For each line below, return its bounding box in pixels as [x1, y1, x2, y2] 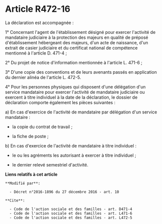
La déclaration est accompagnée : [5, 20, 74, 26]
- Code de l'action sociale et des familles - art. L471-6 [9, 211, 133, 216]
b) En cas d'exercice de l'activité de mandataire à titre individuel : [5, 142, 137, 148]
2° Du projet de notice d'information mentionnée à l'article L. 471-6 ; [5, 59, 143, 65]
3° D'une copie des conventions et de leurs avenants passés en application [5, 69, 157, 75]
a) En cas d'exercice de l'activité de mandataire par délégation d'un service [5, 109, 158, 115]
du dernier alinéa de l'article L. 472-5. [5, 74, 81, 80]
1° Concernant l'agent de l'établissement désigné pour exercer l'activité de [5, 29, 156, 35]
